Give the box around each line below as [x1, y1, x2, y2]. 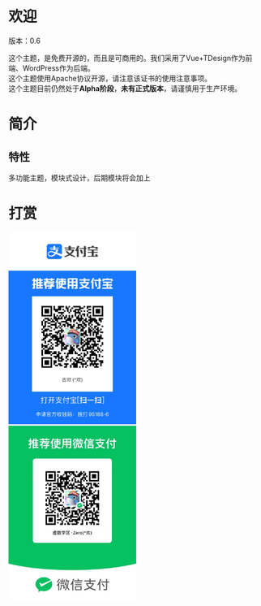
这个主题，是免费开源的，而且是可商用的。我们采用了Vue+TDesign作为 [8, 53, 246, 63]
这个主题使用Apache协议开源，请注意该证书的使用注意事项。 [8, 73, 212, 83]
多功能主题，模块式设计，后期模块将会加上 [8, 172, 151, 183]
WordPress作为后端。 [22, 63, 96, 73]
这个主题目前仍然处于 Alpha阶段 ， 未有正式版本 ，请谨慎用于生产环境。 [8, 83, 242, 93]
